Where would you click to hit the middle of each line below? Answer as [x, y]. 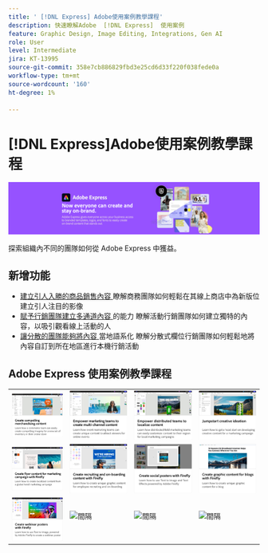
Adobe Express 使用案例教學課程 [90, 374]
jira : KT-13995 [33, 59]
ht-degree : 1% [32, 93]
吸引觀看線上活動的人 [76, 326]
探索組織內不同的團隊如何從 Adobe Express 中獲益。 [95, 248]
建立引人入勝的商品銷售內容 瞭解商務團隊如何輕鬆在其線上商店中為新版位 [140, 296]
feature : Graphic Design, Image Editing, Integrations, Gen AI [116, 34]
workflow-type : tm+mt [44, 76]
